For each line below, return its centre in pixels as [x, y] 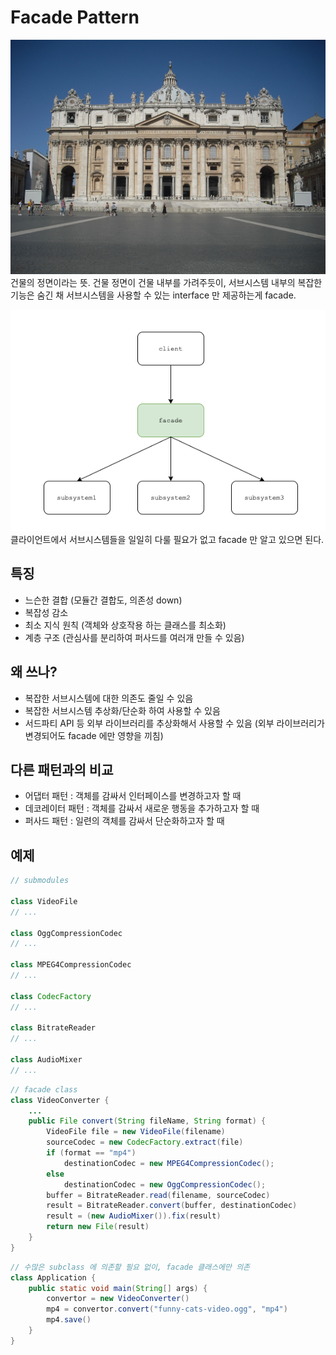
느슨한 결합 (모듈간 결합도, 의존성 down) [103, 600]
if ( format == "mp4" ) [91, 1153]
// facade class [44, 1089]
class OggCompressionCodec [66, 933]
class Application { [53, 1277]
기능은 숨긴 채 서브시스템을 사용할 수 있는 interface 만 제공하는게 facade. [153, 295]
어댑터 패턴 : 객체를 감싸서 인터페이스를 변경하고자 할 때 [133, 796]
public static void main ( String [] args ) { [118, 1288]
